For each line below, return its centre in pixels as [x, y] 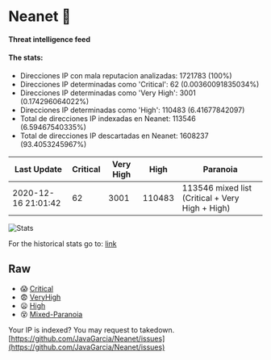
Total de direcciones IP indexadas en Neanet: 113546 [108, 118]
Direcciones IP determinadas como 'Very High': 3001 [108, 93]
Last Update [39, 169]
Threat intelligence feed [50, 39]
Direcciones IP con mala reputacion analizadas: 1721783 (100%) [126, 75]
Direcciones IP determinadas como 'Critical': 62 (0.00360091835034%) [140, 84]
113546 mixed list [217, 187]
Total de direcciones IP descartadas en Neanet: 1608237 [114, 136]
